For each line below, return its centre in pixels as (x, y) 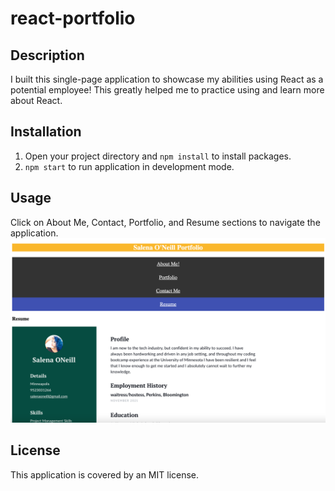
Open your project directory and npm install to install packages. (158, 156)
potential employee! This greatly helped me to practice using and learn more (167, 90)
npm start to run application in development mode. (129, 166)
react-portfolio (73, 18)
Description (47, 55)
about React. (36, 100)
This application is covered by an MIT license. (105, 474)
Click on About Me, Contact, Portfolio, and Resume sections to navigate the (165, 222)
